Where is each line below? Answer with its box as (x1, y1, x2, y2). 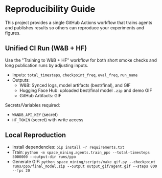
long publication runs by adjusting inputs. (5, 62, 89, 68)
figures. (5, 30, 21, 36)
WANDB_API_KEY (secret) (12, 111, 58, 117)
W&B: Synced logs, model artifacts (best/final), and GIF (19, 82, 131, 88)
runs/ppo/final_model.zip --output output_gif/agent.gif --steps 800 (12, 164, 158, 169)
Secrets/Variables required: (5, 102, 60, 108)
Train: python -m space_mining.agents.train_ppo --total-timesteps (12, 149, 150, 155)
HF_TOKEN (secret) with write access (12, 116, 84, 123)
